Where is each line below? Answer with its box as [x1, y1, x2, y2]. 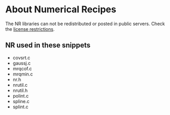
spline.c [12, 98, 30, 104]
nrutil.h [12, 87, 28, 93]
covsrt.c [12, 54, 31, 61]
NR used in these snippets [5, 41, 91, 50]
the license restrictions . [5, 26, 55, 32]
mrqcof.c [12, 65, 32, 71]
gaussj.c [12, 60, 31, 66]
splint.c [12, 104, 29, 110]
